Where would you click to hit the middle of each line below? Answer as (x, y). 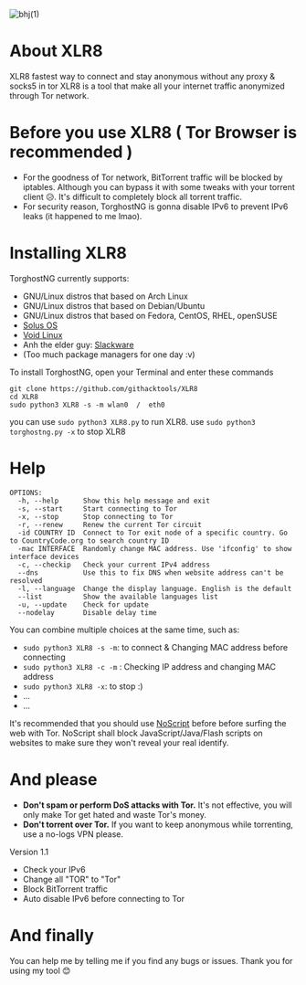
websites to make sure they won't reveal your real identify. (119, 742)
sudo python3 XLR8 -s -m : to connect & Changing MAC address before (155, 647)
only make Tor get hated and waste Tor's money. (115, 814)
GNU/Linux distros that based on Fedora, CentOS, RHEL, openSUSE (150, 315)
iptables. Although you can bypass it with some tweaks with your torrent (158, 186)
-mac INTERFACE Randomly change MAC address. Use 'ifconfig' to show (155, 548)
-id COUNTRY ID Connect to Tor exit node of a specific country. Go (153, 533)
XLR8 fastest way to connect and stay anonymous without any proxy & (142, 76)
